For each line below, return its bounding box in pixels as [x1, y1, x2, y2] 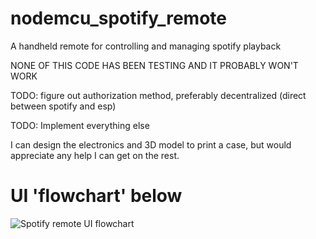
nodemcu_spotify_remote [10, 7, 227, 30]
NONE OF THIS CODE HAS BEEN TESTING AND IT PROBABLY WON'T [10, 59, 299, 71]
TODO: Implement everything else [10, 119, 150, 131]
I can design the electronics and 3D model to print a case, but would [10, 138, 292, 151]
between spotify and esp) [10, 100, 117, 112]
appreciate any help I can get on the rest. [10, 149, 180, 161]
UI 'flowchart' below [10, 185, 183, 207]
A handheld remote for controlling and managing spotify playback [10, 40, 282, 52]
